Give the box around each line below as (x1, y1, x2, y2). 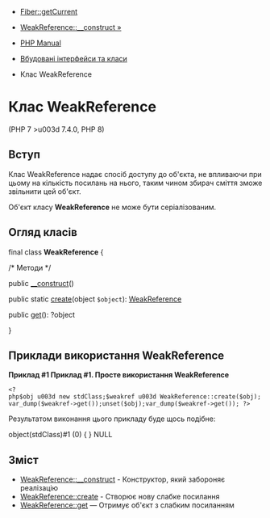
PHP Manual (19, 38, 62, 48)
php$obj (8, 393, 35, 401)
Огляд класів (8, 225, 78, 239)
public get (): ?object (8, 310, 75, 319)
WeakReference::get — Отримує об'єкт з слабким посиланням (19, 500, 235, 510)
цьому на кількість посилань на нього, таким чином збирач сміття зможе (8, 178, 263, 187)
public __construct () (8, 278, 74, 288)
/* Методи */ (8, 263, 52, 272)
